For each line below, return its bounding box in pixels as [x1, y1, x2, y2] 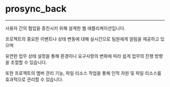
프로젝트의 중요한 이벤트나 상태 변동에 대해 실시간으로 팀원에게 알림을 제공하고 [5, 36, 159, 42]
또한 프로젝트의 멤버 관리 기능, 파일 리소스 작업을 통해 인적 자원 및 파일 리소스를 [5, 70, 162, 76]
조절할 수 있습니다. [10, 59, 47, 65]
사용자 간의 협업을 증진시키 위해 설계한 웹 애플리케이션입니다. [5, 25, 125, 31]
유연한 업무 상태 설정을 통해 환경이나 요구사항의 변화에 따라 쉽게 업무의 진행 [5, 53, 154, 59]
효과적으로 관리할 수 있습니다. [5, 76, 64, 82]
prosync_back [5, 3, 67, 15]
